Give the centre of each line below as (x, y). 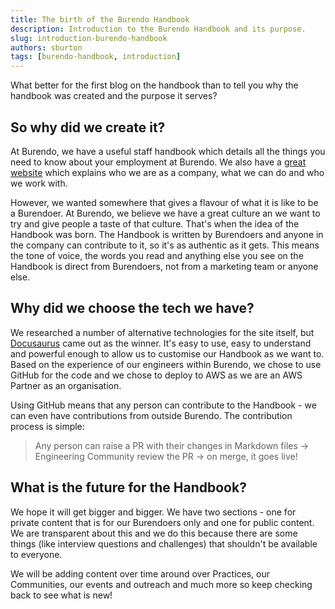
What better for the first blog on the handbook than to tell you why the (154, 85)
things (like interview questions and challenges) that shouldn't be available (164, 543)
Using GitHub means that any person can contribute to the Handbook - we (163, 405)
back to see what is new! (61, 595)
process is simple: (47, 426)
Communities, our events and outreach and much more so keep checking (161, 584)
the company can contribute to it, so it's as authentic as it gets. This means (165, 245)
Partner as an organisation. (66, 385)
